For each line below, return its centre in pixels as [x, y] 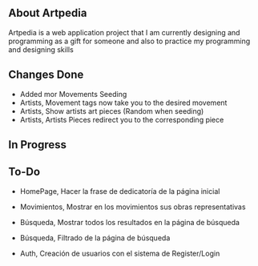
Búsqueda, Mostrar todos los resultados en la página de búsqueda [130, 222]
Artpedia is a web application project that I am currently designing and [124, 32]
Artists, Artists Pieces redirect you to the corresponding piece [122, 119]
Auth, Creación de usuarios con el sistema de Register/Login [120, 253]
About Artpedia [48, 13]
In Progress [37, 145]
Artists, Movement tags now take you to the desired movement [123, 103]
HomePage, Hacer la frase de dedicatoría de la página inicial [120, 191]
